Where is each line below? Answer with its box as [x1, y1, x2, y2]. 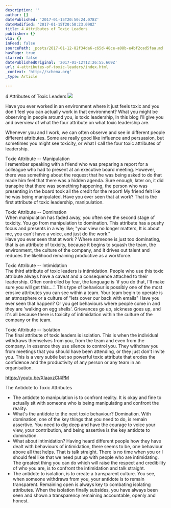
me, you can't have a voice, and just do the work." [5, 231, 111, 237]
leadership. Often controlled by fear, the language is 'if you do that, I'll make [5, 278, 165, 284]
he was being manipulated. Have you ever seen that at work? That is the [5, 193, 157, 200]
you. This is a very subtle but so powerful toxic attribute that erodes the [5, 354, 156, 360]
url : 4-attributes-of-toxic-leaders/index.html [5, 64, 109, 70]
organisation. [5, 364, 33, 371]
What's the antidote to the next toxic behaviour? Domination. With [12, 410, 152, 417]
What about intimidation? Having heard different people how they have [12, 438, 162, 444]
